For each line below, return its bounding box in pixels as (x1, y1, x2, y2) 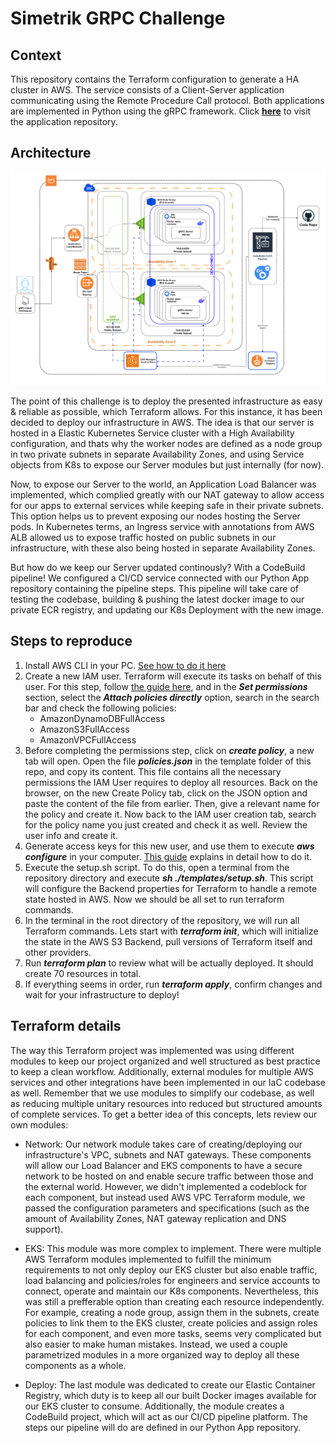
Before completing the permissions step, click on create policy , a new (24, 744, 315, 756)
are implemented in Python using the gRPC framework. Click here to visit (10, 105, 312, 117)
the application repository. (10, 116, 118, 127)
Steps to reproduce (10, 633, 133, 650)
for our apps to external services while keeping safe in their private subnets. (10, 499, 324, 511)
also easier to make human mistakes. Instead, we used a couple (24, 1338, 288, 1350)
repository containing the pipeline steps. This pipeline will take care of (10, 582, 299, 594)
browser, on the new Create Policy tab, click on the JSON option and (24, 787, 308, 799)
